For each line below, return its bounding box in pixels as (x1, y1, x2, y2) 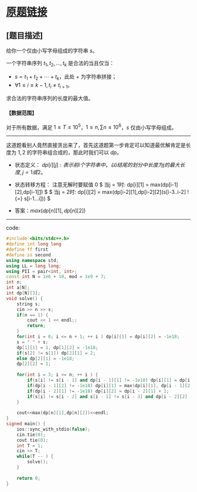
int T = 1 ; (16, 443, 43, 449)
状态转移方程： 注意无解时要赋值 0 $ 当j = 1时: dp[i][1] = (14, 181, 150, 188)
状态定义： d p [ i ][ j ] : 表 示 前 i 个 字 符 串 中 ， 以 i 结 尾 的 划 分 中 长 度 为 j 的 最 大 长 (14, 162, 185, 169)
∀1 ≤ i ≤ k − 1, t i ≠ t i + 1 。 (14, 81, 73, 90)
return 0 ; (16, 475, 41, 481)
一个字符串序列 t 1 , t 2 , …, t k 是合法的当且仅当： (6, 60, 115, 68)
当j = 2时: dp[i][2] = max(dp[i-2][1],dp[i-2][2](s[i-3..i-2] (53, 189, 186, 196)
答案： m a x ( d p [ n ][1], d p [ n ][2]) (14, 207, 86, 214)
